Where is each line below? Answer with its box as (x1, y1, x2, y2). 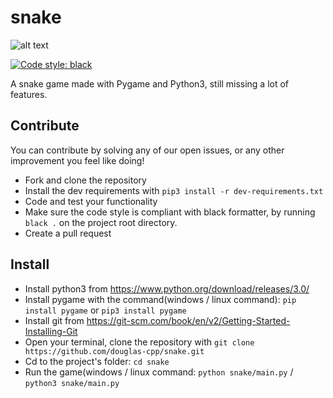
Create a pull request (24, 227, 112, 239)
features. (10, 88, 48, 100)
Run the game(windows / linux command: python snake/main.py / (24, 366, 294, 378)
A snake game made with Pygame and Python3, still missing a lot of (10, 77, 290, 90)
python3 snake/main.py (24, 378, 120, 388)
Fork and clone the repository (24, 174, 147, 186)
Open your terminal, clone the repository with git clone (24, 336, 255, 348)
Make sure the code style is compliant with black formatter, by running (24, 206, 316, 218)
